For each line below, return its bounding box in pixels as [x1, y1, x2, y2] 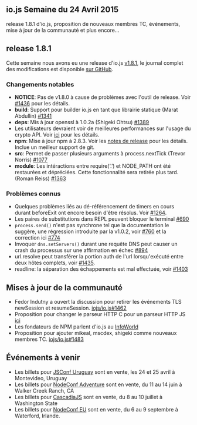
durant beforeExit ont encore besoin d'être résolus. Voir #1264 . [14, 209, 167, 217]
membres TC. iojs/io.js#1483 [14, 336, 84, 343]
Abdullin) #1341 [14, 112, 52, 119]
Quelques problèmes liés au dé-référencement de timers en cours [14, 203, 175, 210]
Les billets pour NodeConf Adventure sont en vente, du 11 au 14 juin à [14, 381, 182, 388]
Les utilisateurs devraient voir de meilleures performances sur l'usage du [14, 125, 191, 132]
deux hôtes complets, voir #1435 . [14, 259, 96, 267]
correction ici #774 [14, 234, 60, 241]
